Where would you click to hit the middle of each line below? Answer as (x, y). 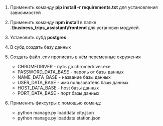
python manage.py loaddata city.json (56, 113)
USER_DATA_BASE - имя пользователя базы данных (73, 83)
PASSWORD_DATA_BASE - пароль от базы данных (70, 72)
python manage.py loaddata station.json (59, 118)
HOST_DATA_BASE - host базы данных (58, 88)
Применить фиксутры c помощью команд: (55, 103)
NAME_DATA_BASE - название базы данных (64, 77)
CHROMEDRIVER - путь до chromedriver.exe (64, 67)
